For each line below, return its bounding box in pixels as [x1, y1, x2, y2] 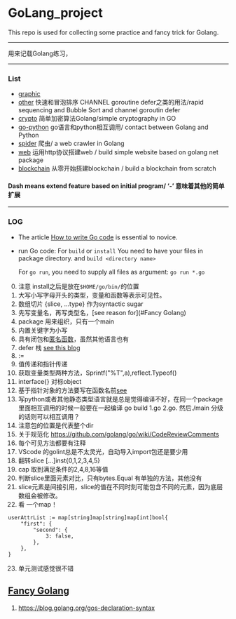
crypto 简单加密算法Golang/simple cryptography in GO [18, 114, 176, 123]
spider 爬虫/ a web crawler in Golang [18, 139, 125, 148]
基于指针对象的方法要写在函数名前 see [18, 386, 127, 394]
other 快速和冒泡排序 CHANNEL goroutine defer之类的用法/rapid [18, 98, 204, 107]
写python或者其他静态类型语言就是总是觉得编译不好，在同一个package [18, 394, 223, 403]
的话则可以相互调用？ [18, 412, 80, 420]
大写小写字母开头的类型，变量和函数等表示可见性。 [18, 291, 166, 299]
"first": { [20, 520, 53, 527]
